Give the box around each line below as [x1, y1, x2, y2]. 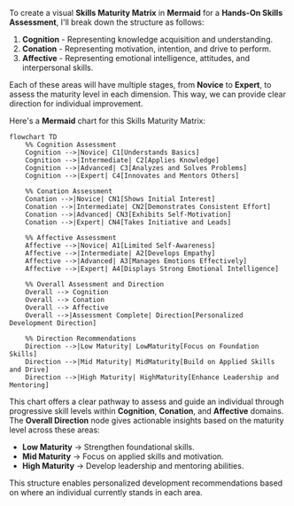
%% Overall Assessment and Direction [25, 280, 165, 289]
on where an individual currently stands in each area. [9, 487, 203, 497]
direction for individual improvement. [9, 98, 143, 109]
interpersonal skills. [21, 62, 94, 73]
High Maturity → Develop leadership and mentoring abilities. [21, 461, 244, 471]
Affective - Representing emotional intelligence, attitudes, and [21, 53, 251, 63]
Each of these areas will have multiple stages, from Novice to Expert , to [9, 80, 272, 90]
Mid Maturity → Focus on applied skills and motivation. [21, 451, 224, 462]
